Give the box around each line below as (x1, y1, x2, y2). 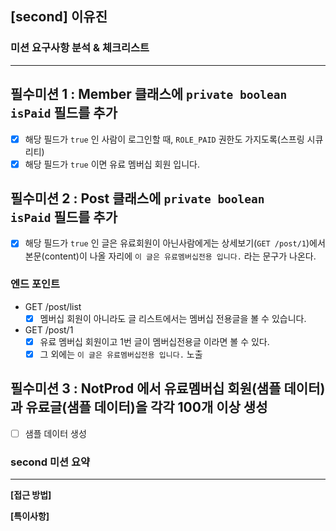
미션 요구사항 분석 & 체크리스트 (10, 41, 150, 55)
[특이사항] (10, 510, 50, 522)
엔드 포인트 (10, 277, 61, 291)
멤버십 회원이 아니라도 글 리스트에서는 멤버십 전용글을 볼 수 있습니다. (39, 312, 307, 324)
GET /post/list (24, 300, 82, 312)
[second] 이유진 (10, 8, 108, 26)
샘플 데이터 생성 (24, 427, 87, 439)
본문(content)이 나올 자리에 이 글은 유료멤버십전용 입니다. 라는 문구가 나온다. (24, 250, 317, 262)
